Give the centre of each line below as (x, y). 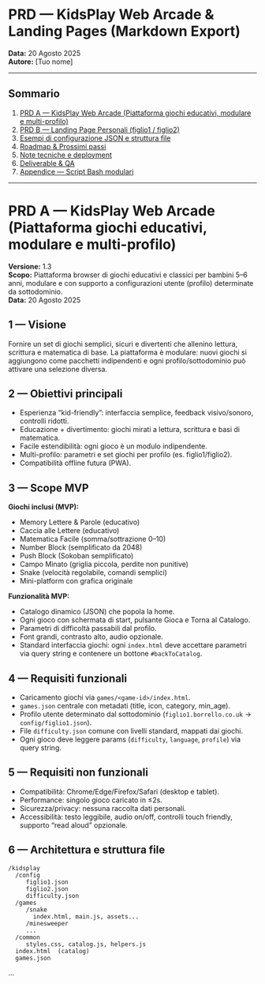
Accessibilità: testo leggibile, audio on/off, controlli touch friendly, (126, 817)
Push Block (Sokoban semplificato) (77, 556)
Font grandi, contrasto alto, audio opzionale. (91, 637)
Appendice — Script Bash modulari (77, 171)
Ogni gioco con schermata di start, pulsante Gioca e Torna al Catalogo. (135, 620)
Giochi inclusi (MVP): (43, 507)
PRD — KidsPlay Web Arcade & (111, 15)
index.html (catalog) (52, 951)
